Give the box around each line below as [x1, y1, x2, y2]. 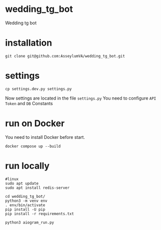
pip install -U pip [5, 207, 46, 212]
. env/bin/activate [5, 202, 46, 208]
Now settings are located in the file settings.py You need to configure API [5, 95, 157, 101]
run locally [5, 160, 50, 172]
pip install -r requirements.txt [5, 211, 74, 216]
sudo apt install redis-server [5, 185, 70, 190]
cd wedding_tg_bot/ [5, 194, 46, 199]
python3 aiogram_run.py [5, 220, 54, 225]
